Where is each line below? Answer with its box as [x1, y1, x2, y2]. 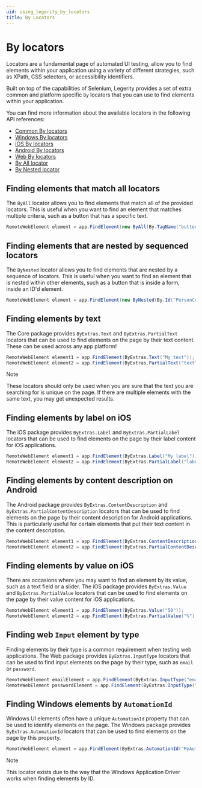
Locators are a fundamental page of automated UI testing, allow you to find [6, 60, 192, 68]
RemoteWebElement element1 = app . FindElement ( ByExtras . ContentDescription [6, 538, 198, 544]
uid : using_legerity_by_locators [6, 8, 90, 15]
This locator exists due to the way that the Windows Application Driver [6, 769, 180, 776]
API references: [6, 116, 45, 123]
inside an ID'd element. [6, 285, 63, 293]
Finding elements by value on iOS [6, 561, 134, 571]
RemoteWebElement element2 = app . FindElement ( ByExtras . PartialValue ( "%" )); [6, 613, 200, 619]
